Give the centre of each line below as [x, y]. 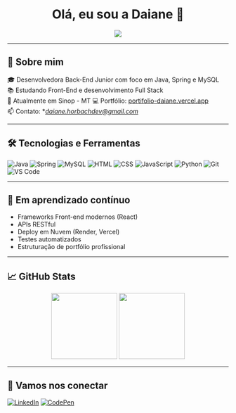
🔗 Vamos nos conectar [58, 385]
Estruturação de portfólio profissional [71, 247]
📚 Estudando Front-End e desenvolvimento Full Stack [85, 90]
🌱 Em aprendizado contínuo [69, 200]
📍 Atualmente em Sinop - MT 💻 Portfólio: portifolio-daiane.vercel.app [108, 101]
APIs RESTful [37, 224]
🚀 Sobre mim [36, 62]
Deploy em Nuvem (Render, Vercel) [68, 232]
